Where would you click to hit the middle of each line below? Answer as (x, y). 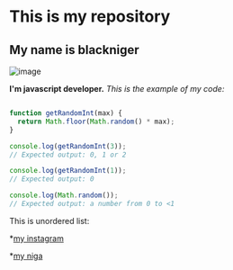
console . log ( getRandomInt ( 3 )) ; (68, 146)
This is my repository (90, 17)
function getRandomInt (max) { (66, 113)
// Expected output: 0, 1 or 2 (68, 155)
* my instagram (37, 238)
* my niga (26, 256)
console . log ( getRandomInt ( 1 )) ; (68, 171)
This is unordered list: (49, 220)
